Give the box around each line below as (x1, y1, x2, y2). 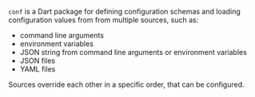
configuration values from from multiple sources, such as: (8, 15, 199, 25)
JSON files (19, 56, 56, 65)
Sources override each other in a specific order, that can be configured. (8, 80, 245, 89)
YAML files (19, 64, 56, 74)
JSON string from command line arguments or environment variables (19, 48, 248, 56)
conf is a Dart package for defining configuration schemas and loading (8, 7, 241, 16)
